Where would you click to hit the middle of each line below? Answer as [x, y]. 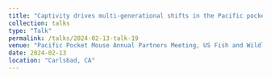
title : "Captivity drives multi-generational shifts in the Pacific [126, 16]
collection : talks [39, 23]
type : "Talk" [30, 30]
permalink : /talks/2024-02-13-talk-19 [73, 38]
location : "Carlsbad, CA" [52, 61]
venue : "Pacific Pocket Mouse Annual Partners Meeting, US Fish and [126, 46]
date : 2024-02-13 [38, 53]
